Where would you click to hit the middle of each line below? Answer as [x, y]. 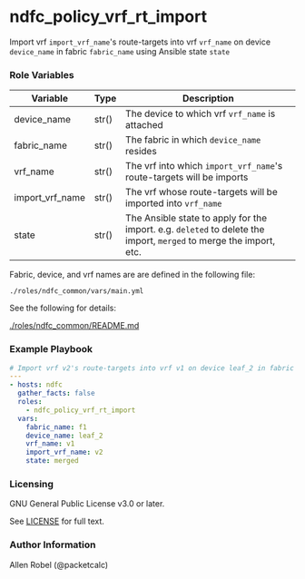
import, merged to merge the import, [201, 240]
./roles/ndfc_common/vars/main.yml [77, 291]
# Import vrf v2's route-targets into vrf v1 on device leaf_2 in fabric [152, 368]
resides [141, 152]
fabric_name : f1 [57, 427]
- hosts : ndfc [36, 385]
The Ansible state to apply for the [197, 218]
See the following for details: [63, 308]
